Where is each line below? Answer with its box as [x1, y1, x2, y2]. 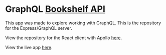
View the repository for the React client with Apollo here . [5, 35, 122, 41]
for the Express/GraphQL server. [5, 25, 73, 31]
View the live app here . [5, 44, 53, 50]
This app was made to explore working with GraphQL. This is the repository [5, 20, 161, 26]
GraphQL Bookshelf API [5, 3, 105, 15]
